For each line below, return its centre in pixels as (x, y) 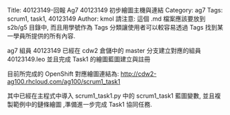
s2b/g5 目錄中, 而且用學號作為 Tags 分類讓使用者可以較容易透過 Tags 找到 (112, 27)
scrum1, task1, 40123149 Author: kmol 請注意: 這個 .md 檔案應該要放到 (106, 19)
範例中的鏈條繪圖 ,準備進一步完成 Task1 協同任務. (83, 104)
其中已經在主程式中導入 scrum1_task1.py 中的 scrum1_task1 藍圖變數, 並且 (111, 96)
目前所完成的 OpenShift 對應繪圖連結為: (63, 74)
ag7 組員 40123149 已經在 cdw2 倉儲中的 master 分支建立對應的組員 (104, 51)
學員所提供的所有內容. (44, 36)
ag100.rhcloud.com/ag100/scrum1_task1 (64, 82)
